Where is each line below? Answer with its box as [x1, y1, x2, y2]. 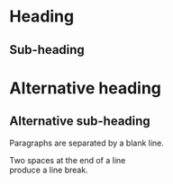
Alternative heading [9, 78, 162, 98]
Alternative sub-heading [9, 114, 150, 129]
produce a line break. [9, 164, 88, 175]
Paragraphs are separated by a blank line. [9, 137, 165, 148]
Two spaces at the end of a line [9, 154, 126, 165]
